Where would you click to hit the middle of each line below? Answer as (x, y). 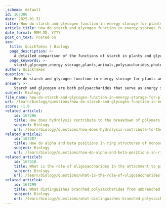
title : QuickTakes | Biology (40, 47)
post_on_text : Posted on (31, 38)
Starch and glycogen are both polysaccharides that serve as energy (86, 88)
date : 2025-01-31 (23, 19)
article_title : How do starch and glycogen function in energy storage (80, 28)
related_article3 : (24, 157)
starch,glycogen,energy (39, 65)
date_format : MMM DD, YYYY (33, 33)
